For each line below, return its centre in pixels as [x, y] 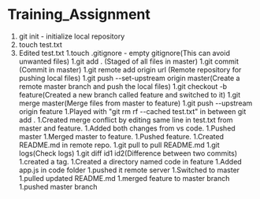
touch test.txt [40, 44]
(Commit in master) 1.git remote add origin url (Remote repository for [130, 69]
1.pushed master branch [58, 186]
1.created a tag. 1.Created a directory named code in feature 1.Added [130, 161]
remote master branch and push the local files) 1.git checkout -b [123, 86]
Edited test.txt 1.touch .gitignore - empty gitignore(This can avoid [124, 53]
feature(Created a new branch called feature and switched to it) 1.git [130, 94]
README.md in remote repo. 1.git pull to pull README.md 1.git [119, 145]
